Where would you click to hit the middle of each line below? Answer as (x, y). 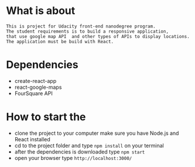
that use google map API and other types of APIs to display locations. (98, 36)
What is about (41, 11)
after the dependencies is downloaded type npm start (80, 152)
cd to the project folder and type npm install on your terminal (89, 145)
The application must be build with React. (60, 41)
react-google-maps (38, 87)
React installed (32, 139)
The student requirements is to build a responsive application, (87, 31)
